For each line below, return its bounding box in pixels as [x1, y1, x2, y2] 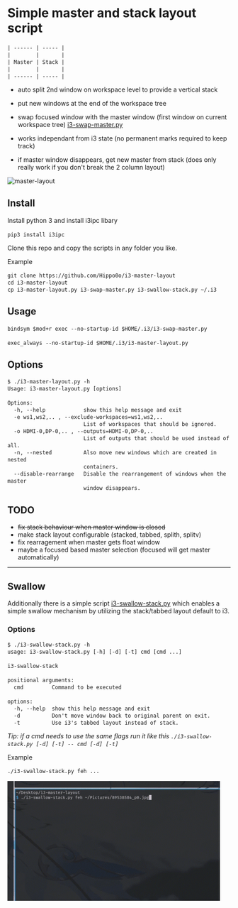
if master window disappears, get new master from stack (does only [17, 155, 217, 164]
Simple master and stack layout [7, 5, 197, 21]
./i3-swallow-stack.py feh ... [7, 768, 100, 775]
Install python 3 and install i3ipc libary [7, 216, 118, 224]
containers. [83, 464, 119, 471]
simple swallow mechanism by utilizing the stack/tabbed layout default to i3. [7, 607, 230, 615]
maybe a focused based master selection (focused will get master [17, 545, 211, 554]
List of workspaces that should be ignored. [83, 421, 217, 428]
